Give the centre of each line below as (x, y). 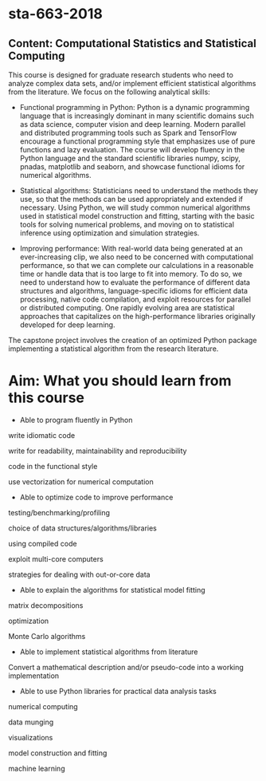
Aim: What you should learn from (120, 381)
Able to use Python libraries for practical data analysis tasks (118, 691)
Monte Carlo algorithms (47, 636)
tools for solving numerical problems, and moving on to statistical (127, 225)
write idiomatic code (42, 435)
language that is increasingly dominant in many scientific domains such (137, 116)
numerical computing (43, 706)
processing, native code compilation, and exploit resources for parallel (135, 299)
